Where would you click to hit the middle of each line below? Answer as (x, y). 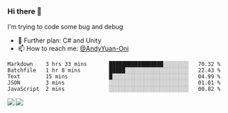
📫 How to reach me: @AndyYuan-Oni (73, 48)
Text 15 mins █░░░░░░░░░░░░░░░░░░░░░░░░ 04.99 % (114, 77)
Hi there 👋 (25, 11)
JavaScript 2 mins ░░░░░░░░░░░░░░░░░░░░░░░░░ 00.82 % (114, 89)
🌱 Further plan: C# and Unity (59, 41)
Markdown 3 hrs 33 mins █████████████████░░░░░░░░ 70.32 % (114, 64)
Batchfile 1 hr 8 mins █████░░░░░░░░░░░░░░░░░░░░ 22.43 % (114, 70)
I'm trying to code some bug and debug (65, 27)
